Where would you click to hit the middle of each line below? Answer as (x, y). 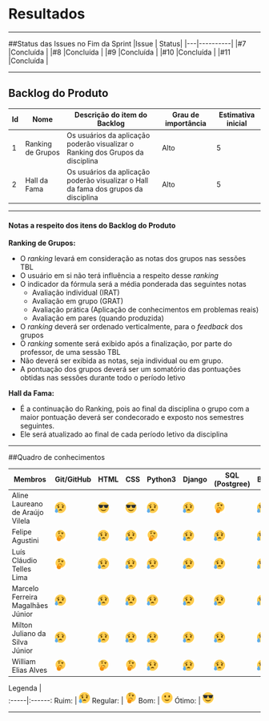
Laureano (27, 504)
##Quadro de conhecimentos (57, 457)
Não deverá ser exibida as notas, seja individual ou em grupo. (122, 360)
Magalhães (30, 605)
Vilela (21, 521)
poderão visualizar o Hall (108, 180)
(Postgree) (232, 483)
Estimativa (237, 115)
